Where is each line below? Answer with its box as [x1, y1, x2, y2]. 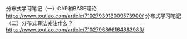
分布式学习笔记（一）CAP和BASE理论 [6, 5, 97, 12]
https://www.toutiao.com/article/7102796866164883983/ [6, 26, 145, 33]
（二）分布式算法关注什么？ [6, 20, 73, 26]
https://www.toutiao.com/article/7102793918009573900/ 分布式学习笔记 [6, 12, 182, 19]
